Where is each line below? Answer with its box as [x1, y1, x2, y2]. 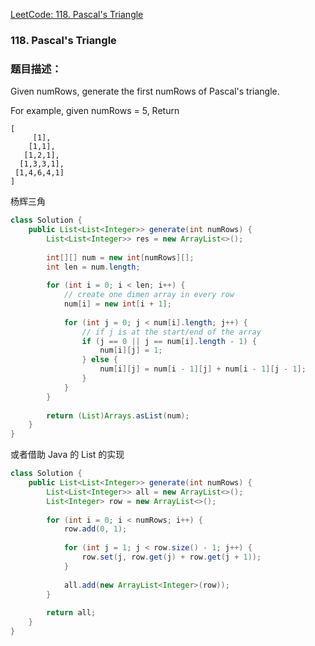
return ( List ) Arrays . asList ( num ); [46, 410, 190, 421]
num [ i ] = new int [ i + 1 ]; [63, 299, 172, 309]
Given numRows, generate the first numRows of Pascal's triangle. [10, 85, 280, 98]
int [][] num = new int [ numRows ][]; [46, 252, 195, 263]
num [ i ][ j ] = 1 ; [99, 345, 163, 356]
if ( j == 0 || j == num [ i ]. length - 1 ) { [81, 336, 257, 346]
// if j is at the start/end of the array [81, 327, 262, 337]
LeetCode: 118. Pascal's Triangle [10, 9, 144, 20]
